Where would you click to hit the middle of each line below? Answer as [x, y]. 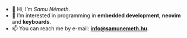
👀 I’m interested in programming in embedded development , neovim [96, 15]
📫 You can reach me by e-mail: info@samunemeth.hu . [80, 28]
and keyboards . [31, 22]
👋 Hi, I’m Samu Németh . [41, 9]
